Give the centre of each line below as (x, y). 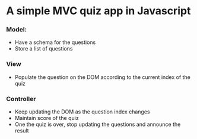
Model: (17, 30)
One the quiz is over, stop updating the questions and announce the (98, 124)
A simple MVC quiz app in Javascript (99, 11)
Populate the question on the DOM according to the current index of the (103, 77)
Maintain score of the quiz (47, 118)
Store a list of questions (44, 49)
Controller (21, 99)
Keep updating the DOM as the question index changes (82, 112)
